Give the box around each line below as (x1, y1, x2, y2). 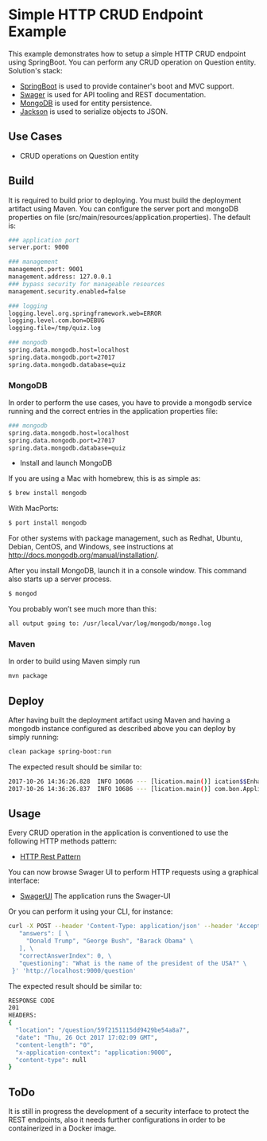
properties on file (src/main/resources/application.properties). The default (8, 212, 251, 222)
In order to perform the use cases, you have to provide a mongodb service (8, 397, 253, 407)
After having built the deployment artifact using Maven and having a (8, 715, 230, 725)
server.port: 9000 (8, 243, 69, 252)
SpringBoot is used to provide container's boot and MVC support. (19, 81, 234, 91)
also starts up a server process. (8, 574, 112, 584)
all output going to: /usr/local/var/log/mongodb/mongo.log (8, 620, 212, 628)
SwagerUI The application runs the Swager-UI (19, 891, 171, 901)
